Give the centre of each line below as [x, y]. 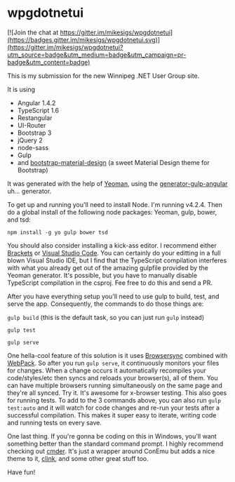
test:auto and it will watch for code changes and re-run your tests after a [113, 408]
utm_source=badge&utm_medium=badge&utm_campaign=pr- [97, 55]
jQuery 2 [30, 140]
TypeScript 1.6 [38, 110]
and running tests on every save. [55, 422]
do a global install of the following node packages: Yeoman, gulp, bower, [112, 212]
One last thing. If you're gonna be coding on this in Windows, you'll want [112, 436]
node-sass [33, 147]
